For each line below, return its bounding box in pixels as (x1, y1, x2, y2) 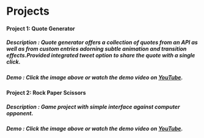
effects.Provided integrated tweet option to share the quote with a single (6, 52, 195, 59)
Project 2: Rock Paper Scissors (6, 89, 87, 96)
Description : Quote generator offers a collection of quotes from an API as (6, 38, 199, 46)
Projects (6, 4, 50, 18)
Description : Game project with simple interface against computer (6, 103, 180, 111)
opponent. (6, 109, 34, 117)
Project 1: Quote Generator (6, 24, 75, 32)
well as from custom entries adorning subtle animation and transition (6, 45, 187, 53)
